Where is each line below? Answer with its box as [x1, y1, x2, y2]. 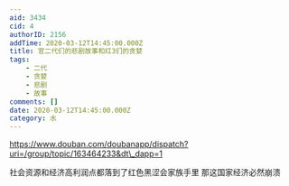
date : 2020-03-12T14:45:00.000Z [9, 106, 131, 115]
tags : [9, 55, 30, 64]
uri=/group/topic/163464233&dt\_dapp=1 [9, 148, 163, 159]
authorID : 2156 [9, 30, 67, 39]
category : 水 [9, 114, 57, 123]
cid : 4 [9, 22, 34, 31]
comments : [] [9, 97, 59, 107]
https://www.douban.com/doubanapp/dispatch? [9, 139, 189, 150]
